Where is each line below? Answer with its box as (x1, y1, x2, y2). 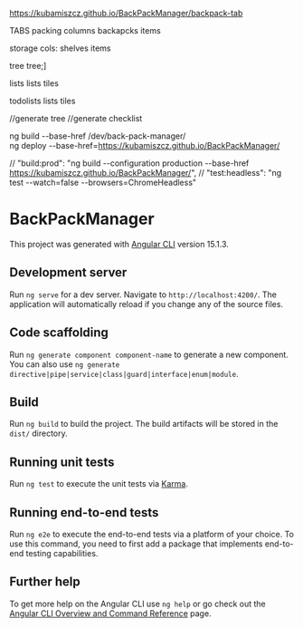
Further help (9, 575, 81, 590)
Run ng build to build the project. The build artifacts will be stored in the (9, 419, 279, 430)
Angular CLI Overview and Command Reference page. (9, 607, 212, 619)
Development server (9, 265, 128, 280)
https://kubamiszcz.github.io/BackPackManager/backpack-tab (9, 8, 243, 18)
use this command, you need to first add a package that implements (9, 538, 263, 549)
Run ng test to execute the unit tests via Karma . (9, 478, 188, 489)
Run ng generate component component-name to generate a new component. (9, 349, 289, 360)
